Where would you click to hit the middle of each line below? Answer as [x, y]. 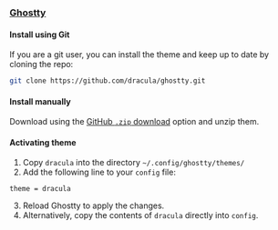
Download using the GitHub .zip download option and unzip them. [134, 122]
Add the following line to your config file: [99, 172]
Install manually [40, 101]
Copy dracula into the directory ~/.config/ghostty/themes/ [134, 163]
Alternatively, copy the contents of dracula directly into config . [140, 215]
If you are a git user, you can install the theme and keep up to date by [139, 55]
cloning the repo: [41, 65]
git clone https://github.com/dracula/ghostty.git [108, 81]
